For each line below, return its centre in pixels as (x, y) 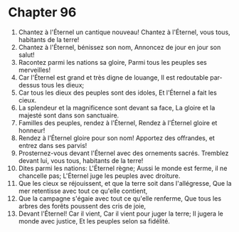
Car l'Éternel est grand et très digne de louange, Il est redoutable (113, 77)
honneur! (32, 130)
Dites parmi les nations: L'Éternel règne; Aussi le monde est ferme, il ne (123, 168)
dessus (29, 85)
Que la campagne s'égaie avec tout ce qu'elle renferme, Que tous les (120, 198)
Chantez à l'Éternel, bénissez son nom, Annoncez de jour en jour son (119, 47)
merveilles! (34, 70)
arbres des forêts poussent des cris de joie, (82, 206)
